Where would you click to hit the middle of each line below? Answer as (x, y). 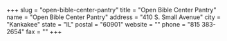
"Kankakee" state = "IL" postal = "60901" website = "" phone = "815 (103, 24)
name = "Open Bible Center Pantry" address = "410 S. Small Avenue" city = (113, 17)
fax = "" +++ (44, 31)
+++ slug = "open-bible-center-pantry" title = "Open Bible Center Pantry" (111, 10)
